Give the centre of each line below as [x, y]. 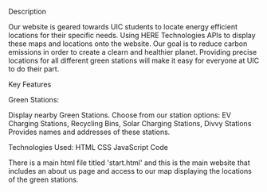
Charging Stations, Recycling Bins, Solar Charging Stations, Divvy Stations [130, 123]
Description [27, 12]
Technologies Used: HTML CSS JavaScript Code [88, 147]
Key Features [30, 84]
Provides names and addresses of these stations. [89, 132]
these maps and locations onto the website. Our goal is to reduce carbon [128, 44]
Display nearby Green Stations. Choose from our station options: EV [120, 115]
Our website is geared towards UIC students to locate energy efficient [123, 27]
